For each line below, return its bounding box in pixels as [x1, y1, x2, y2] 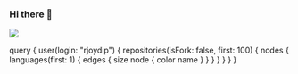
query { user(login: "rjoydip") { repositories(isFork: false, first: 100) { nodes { [9, 45, 290, 56]
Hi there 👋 [9, 8, 54, 21]
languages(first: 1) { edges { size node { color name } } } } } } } [9, 54, 237, 65]
